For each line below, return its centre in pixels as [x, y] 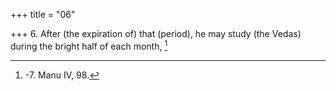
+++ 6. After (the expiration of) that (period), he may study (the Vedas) [156, 33]
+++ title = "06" [43, 14]
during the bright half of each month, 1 [89, 45]
